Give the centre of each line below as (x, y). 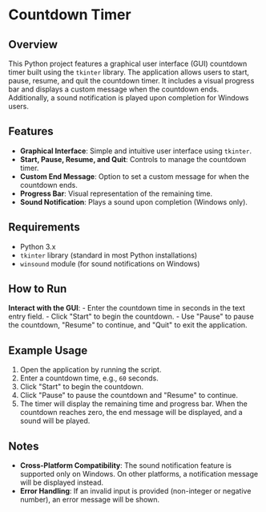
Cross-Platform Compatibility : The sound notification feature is (126, 465)
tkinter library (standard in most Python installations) (109, 255)
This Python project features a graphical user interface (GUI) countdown (128, 63)
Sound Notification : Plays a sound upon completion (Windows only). (134, 201)
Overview (33, 45)
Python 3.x (38, 246)
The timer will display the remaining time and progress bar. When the (134, 404)
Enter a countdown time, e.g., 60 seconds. (89, 378)
